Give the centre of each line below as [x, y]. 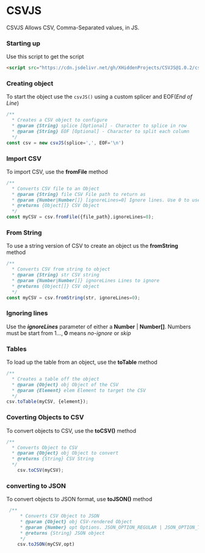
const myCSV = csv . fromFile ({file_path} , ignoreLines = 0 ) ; [80, 217]
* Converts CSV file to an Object [56, 189]
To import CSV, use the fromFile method [57, 172]
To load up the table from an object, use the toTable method [82, 362]
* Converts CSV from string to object [61, 269]
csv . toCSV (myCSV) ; [41, 471]
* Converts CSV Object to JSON [59, 516]
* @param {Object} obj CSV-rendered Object [76, 522]
